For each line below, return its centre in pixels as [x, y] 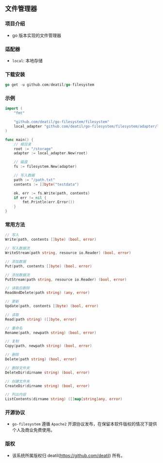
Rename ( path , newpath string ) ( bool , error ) [51, 333]
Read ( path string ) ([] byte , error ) [41, 319]
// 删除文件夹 [17, 368]
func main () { [19, 140]
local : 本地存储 [27, 60]
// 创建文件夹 [17, 381]
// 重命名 [14, 328]
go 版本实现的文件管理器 [37, 35]
